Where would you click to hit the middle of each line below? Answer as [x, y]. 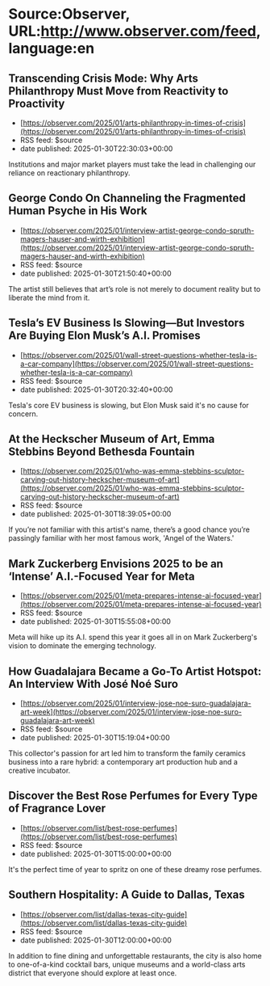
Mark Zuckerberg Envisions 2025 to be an [116, 564]
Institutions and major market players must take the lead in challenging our [132, 164]
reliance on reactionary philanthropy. [69, 173]
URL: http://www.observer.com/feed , [135, 31]
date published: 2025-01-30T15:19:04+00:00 [95, 738]
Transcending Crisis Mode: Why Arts [104, 78]
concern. [23, 414]
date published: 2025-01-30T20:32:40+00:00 [96, 390]
